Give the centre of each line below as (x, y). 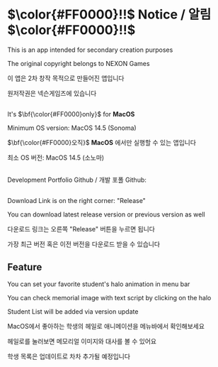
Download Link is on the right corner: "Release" (77, 201)
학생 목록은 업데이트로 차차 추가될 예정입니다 (69, 356)
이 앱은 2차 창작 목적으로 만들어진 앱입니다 (66, 78)
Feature (25, 267)
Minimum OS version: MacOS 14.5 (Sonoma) (72, 128)
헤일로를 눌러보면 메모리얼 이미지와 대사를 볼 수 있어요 (82, 341)
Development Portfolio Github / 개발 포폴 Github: (77, 180)
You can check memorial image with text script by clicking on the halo (109, 297)
